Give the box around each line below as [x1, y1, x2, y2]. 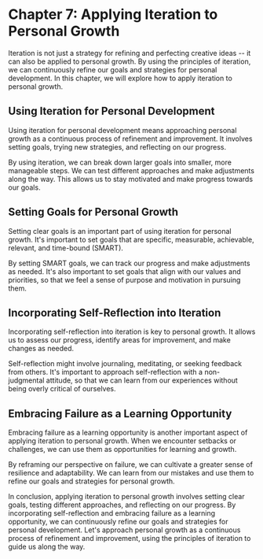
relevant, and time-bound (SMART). [8, 242, 124, 253]
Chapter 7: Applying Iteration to [8, 6, 218, 24]
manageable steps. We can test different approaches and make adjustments [8, 165, 255, 175]
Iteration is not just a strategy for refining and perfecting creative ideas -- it [8, 48, 251, 57]
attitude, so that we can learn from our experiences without [46, 376, 238, 385]
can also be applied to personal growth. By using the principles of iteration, [8, 57, 251, 66]
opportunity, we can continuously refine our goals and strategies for [8, 517, 229, 527]
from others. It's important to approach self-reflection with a [8, 368, 203, 377]
